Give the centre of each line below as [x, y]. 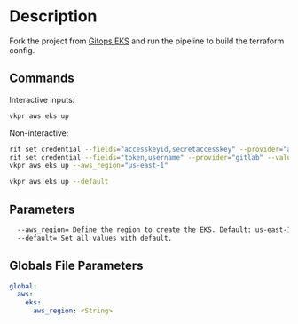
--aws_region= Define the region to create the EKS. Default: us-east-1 [154, 229]
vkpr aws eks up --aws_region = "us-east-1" [89, 166]
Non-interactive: [39, 133]
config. [22, 50]
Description [53, 16]
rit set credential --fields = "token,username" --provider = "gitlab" [137, 157]
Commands [42, 79]
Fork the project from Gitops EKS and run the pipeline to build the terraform [147, 41]
